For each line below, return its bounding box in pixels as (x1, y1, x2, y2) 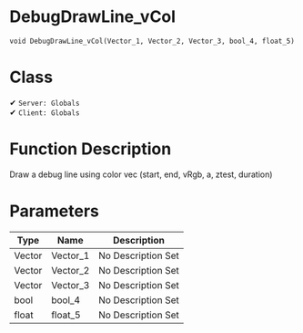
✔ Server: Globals (9, 97, 80, 108)
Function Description (9, 139, 172, 160)
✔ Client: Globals (9, 107, 80, 118)
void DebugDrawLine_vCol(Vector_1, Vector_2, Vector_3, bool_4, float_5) (9, 36, 296, 46)
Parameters (9, 201, 100, 221)
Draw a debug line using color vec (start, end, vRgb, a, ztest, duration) (9, 169, 273, 180)
